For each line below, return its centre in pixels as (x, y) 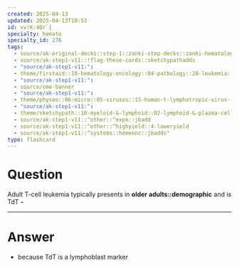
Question (35, 175)
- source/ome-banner (44, 87)
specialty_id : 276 (34, 41)
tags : (15, 47)
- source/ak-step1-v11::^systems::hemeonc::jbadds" (92, 133)
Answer (31, 237)
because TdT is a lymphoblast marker (73, 257)
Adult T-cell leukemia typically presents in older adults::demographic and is (119, 194)
